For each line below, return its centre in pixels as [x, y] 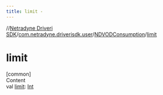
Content [16, 80]
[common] [18, 74]
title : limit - [25, 11]
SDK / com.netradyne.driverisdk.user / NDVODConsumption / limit [81, 34]
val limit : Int [20, 86]
